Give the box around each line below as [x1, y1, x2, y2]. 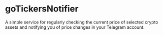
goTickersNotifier [5, 3, 79, 14]
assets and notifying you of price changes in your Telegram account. [5, 24, 145, 30]
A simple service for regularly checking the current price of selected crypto [5, 19, 159, 25]
